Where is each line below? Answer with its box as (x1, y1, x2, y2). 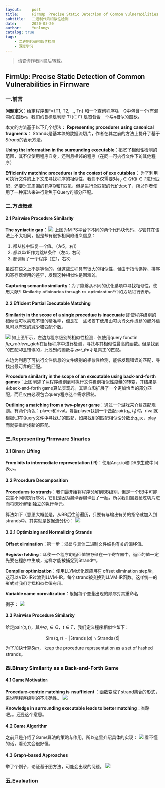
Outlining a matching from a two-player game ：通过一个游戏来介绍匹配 (5, 402, 152, 408)
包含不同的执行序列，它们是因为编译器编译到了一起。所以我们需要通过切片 (5, 495, 156, 501)
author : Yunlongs (5, 26, 50, 30)
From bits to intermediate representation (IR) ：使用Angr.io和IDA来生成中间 (5, 460, 158, 466)
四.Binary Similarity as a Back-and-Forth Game (5, 665, 119, 671)
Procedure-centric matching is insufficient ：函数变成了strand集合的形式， (5, 689, 160, 695)
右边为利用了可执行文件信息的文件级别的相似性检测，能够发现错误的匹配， (5, 357, 156, 363)
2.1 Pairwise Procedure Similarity (5, 215, 74, 221)
